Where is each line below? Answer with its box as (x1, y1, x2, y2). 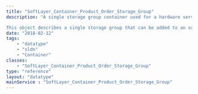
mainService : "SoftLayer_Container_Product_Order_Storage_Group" (6, 79, 173, 85)
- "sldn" (16, 46, 38, 53)
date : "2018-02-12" (6, 30, 54, 36)
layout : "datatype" (6, 74, 54, 80)
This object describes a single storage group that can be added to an (6, 25, 186, 31)
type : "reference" (6, 68, 51, 74)
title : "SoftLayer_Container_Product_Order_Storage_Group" (6, 8, 154, 15)
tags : (6, 36, 19, 42)
